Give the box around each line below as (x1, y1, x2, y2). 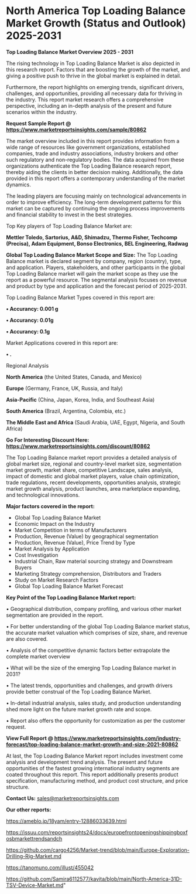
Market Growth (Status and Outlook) (6, 16, 186, 30)
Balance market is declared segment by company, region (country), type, (6, 257, 183, 264)
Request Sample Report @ (6, 120, 71, 127)
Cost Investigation (14, 551, 59, 558)
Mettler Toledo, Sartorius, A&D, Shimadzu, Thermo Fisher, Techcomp (6, 233, 177, 241)
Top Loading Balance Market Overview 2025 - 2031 (6, 48, 133, 55)
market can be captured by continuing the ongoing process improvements (6, 205, 185, 212)
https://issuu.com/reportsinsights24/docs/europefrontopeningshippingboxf (6, 828, 188, 836)
